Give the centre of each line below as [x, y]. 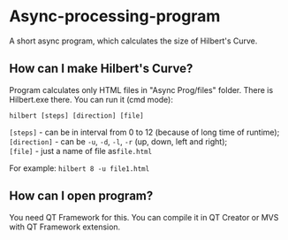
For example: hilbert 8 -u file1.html [80, 168]
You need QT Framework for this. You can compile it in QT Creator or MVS [144, 217]
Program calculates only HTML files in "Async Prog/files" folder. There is [141, 89]
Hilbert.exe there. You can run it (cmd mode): [91, 99]
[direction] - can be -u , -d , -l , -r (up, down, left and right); [118, 141]
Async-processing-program [115, 16]
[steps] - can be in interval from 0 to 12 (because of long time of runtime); [144, 132]
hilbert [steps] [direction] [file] [76, 116]
